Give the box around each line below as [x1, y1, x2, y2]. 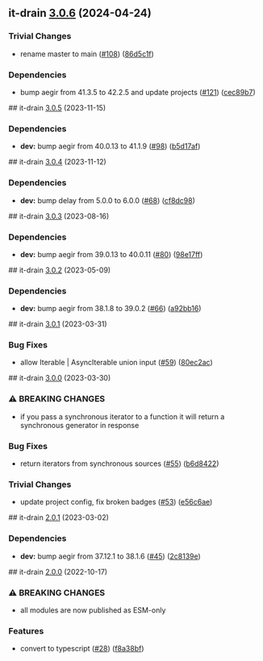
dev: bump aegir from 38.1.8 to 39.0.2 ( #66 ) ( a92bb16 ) [19, 304, 202, 314]
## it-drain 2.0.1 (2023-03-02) [8, 513, 109, 522]
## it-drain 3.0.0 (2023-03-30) [8, 373, 111, 383]
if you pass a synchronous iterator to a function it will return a [19, 411, 225, 422]
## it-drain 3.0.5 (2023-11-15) [8, 102, 106, 112]
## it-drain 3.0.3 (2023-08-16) [8, 211, 110, 221]
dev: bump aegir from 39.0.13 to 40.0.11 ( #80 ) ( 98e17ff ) [19, 249, 203, 259]
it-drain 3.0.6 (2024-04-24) [8, 6, 152, 20]
